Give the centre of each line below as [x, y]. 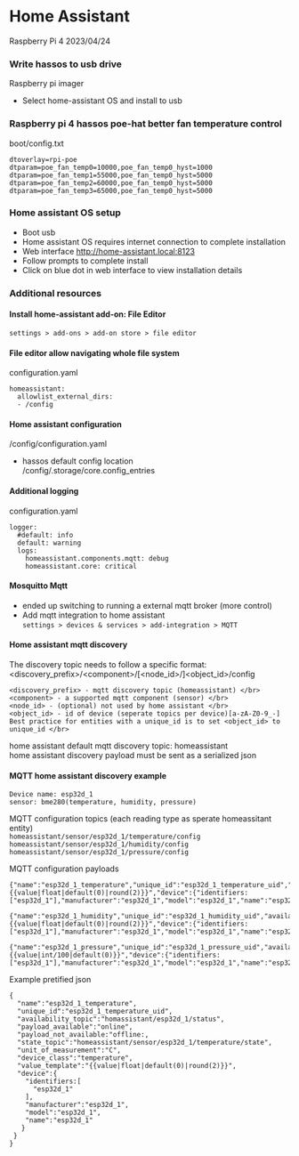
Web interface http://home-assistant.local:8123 [109, 251]
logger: [24, 527]
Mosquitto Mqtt [39, 586]
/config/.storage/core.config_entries [89, 471]
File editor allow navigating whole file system [94, 352]
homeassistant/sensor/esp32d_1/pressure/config [99, 853]
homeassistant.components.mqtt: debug [97, 558]
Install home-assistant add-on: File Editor [88, 314]
